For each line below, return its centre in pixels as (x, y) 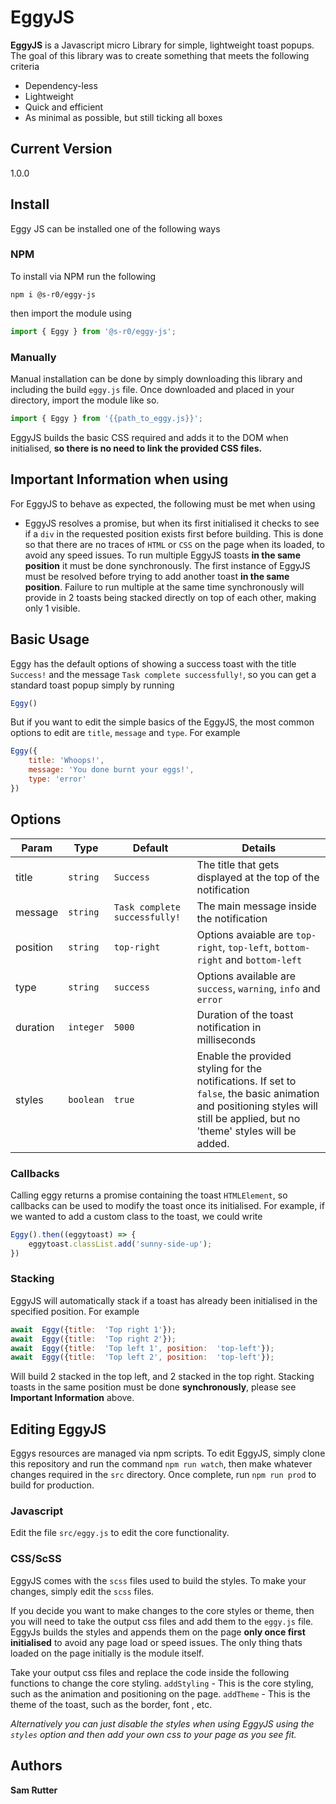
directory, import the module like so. (85, 400)
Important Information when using (119, 479)
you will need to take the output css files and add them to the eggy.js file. (162, 1621)
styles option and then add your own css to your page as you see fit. (153, 1734)
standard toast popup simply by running (92, 685)
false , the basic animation (258, 1093)
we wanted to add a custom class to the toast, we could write (136, 1216)
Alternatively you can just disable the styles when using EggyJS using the (162, 1723)
